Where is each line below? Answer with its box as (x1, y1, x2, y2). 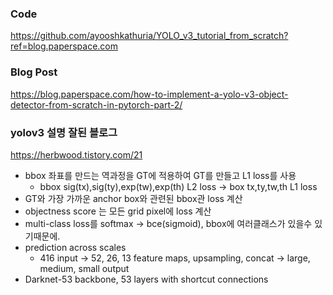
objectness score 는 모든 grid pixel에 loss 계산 (24, 205, 212, 217)
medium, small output (39, 262, 130, 274)
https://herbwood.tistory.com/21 (10, 148, 143, 161)
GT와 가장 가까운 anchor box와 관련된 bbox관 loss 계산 (24, 192, 243, 204)
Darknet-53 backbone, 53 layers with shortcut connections (24, 273, 269, 285)
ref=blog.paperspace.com (10, 40, 119, 52)
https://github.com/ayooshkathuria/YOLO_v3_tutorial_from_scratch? (10, 30, 289, 42)
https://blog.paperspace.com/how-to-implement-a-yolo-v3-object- (10, 88, 289, 100)
